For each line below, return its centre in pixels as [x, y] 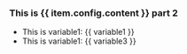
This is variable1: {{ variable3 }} [79, 41]
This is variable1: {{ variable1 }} [78, 32]
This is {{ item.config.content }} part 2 [94, 13]
